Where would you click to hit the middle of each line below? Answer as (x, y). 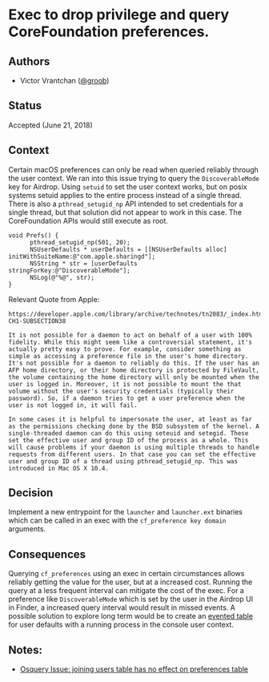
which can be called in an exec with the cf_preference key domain (117, 521)
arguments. (27, 529)
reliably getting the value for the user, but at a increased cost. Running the (130, 582)
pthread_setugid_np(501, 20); (80, 242)
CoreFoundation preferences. (109, 32)
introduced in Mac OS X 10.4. (59, 468)
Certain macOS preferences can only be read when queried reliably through (133, 169)
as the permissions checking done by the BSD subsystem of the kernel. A (134, 426)
